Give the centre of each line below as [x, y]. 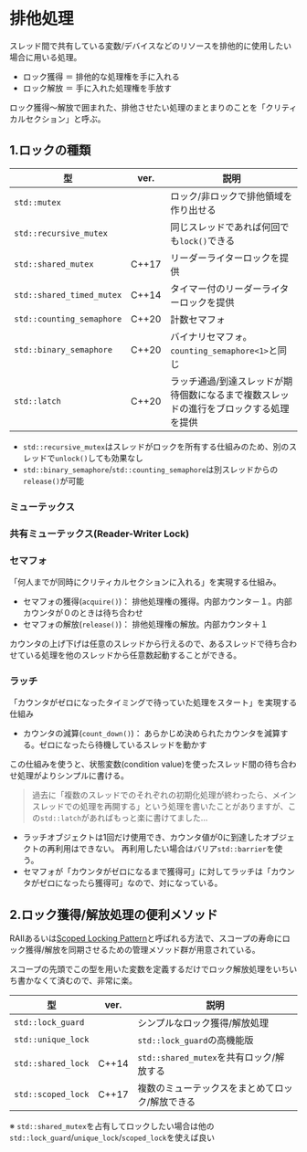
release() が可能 [53, 481]
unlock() [71, 459]
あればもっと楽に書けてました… [148, 818]
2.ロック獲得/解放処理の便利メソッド [114, 914]
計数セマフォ [198, 319]
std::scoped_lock [52, 1094]
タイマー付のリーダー [216, 289]
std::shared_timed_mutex [68, 295]
